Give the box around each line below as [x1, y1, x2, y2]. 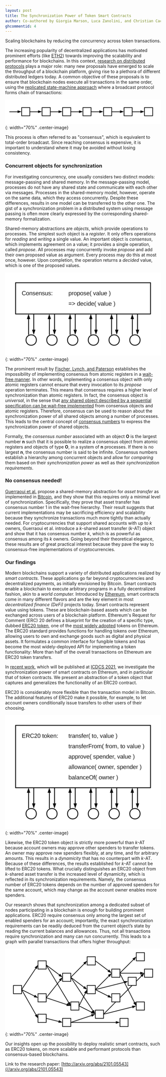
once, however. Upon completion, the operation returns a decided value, [5, 257, 153, 263]
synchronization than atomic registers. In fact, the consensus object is [5, 392, 148, 398]
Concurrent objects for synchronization [5, 163, 103, 170]
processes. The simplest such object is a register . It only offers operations [5, 230, 156, 236]
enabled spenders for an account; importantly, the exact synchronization [5, 917, 153, 924]
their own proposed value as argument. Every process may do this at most [5, 252, 157, 258]
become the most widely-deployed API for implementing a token [5, 644, 136, 650]
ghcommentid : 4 [5, 24, 37, 29]
